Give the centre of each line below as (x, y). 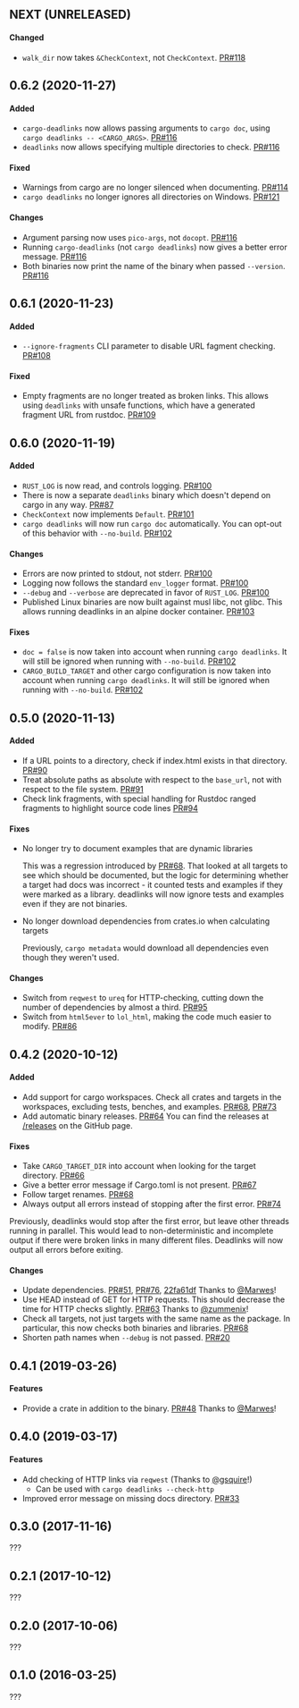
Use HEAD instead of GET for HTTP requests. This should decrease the (154, 1299)
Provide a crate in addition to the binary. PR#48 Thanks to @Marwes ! (149, 1408)
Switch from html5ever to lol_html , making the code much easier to (147, 1017)
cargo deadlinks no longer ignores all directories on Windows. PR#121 (151, 197)
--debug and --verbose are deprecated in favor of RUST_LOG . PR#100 (145, 593)
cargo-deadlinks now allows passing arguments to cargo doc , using (146, 128)
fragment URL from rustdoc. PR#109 (89, 415)
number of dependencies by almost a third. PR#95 (115, 1007)
